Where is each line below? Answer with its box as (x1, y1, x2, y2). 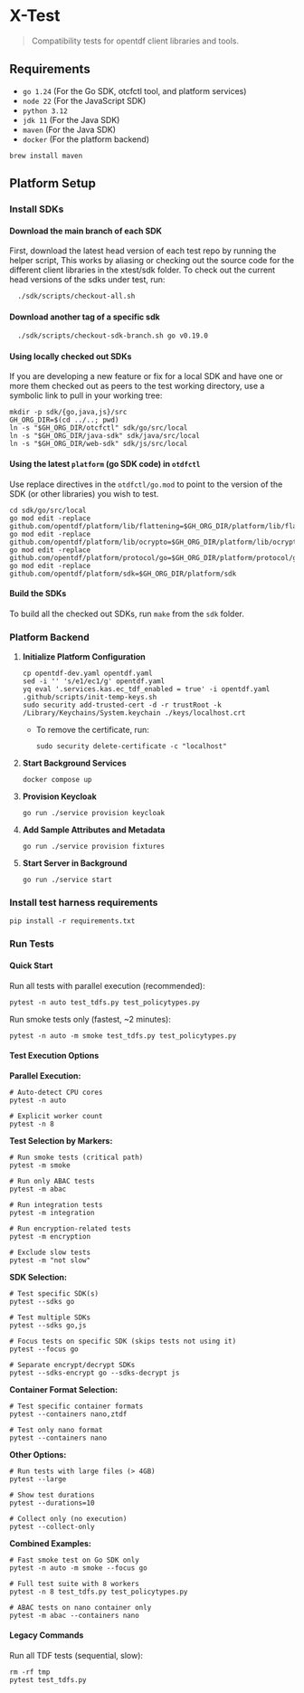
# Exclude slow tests (9, 1248, 91, 1257)
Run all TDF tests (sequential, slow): (9, 1650, 143, 1660)
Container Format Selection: (9, 1384, 119, 1394)
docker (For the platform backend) (22, 133, 150, 145)
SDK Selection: (9, 1271, 68, 1282)
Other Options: (9, 1449, 67, 1460)
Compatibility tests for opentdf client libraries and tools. (31, 35, 240, 46)
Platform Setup (9, 176, 97, 191)
